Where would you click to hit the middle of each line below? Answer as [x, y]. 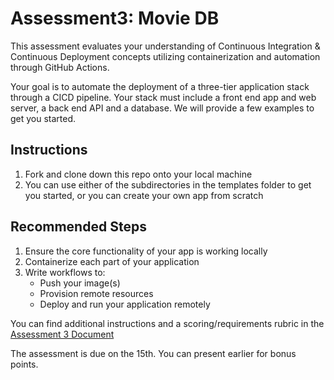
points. [24, 364]
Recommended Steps [78, 227]
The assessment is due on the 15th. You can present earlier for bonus [153, 353]
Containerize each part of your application [112, 261]
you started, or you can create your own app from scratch [144, 195]
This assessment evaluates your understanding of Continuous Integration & [165, 46]
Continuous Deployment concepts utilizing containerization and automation [165, 56]
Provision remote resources [96, 293]
